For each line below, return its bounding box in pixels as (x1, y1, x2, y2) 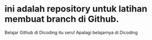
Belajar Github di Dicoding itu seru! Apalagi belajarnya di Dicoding (4, 29, 138, 35)
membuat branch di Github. (4, 13, 119, 25)
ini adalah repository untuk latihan (4, 3, 148, 14)
